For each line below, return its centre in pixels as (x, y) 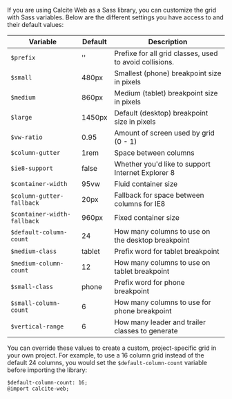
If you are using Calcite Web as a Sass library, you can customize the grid (112, 10)
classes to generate (146, 331)
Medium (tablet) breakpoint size (166, 93)
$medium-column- (37, 263)
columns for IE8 (139, 204)
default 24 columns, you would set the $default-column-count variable (107, 363)
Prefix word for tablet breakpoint (166, 251)
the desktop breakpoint (152, 240)
